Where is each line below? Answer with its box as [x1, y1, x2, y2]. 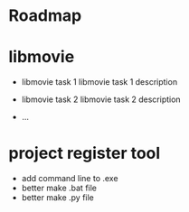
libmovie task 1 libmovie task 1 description [21, 77, 178, 88]
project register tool [8, 143, 161, 163]
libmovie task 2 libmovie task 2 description [21, 94, 182, 105]
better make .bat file [21, 182, 97, 194]
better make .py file [21, 192, 94, 203]
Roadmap [8, 5, 82, 26]
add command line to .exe [21, 173, 118, 184]
